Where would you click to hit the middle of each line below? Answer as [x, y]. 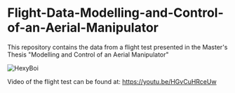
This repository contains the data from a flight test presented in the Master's [117, 47]
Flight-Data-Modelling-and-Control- [115, 13]
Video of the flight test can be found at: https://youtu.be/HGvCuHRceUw [112, 81]
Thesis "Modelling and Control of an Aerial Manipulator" [88, 55]
